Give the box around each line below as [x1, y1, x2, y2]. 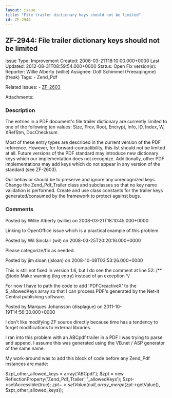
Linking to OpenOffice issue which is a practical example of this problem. [5, 227, 160, 234]
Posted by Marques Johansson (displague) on [5, 304, 103, 310]
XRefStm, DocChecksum [5, 129, 58, 136]
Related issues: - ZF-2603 [5, 84, 61, 90]
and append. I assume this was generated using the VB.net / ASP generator [5, 339, 165, 346]
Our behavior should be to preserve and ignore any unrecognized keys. [5, 177, 157, 183]
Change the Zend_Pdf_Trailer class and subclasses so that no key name [5, 182, 158, 188]
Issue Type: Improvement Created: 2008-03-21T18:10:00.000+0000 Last [5, 58, 160, 64]
